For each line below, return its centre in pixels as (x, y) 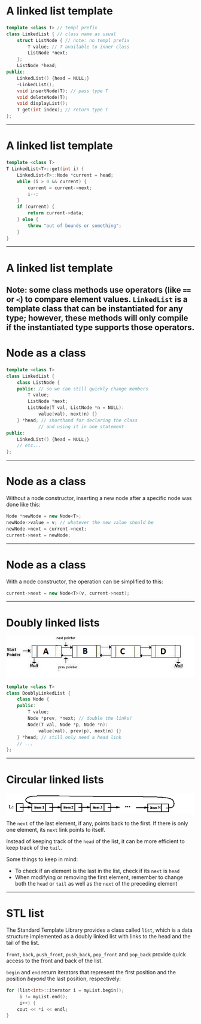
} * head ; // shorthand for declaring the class (77, 420)
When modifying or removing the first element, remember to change (99, 877)
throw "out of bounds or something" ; (74, 226)
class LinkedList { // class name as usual (61, 34)
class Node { (33, 699)
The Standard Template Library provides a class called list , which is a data (99, 930)
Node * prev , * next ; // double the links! (80, 719)
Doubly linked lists (53, 622)
